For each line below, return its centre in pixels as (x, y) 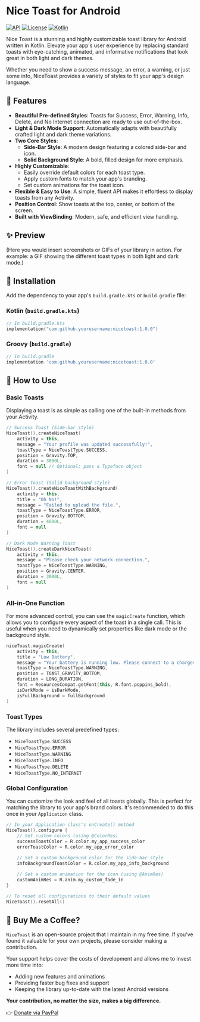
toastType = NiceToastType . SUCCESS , (62, 450)
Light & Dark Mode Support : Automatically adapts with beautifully (96, 128)
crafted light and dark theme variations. (63, 134)
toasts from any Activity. (45, 197)
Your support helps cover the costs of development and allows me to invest (99, 959)
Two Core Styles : (36, 141)
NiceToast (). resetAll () (36, 902)
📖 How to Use (31, 380)
